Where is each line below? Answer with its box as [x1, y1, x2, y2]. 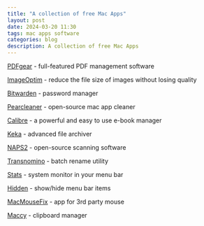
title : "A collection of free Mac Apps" [7, 10, 127, 17]
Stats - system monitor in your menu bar [7, 171, 124, 178]
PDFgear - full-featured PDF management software [7, 62, 155, 70]
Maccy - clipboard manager [7, 211, 87, 219]
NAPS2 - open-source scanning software [7, 143, 126, 151]
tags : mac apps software [7, 29, 80, 37]
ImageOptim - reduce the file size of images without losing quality [7, 76, 197, 84]
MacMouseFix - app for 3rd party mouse [7, 197, 124, 206]
